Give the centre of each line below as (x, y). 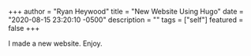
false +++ (24, 28)
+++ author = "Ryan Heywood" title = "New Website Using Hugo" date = (126, 11)
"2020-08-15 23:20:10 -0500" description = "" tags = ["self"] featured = (126, 20)
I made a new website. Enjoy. (55, 43)
